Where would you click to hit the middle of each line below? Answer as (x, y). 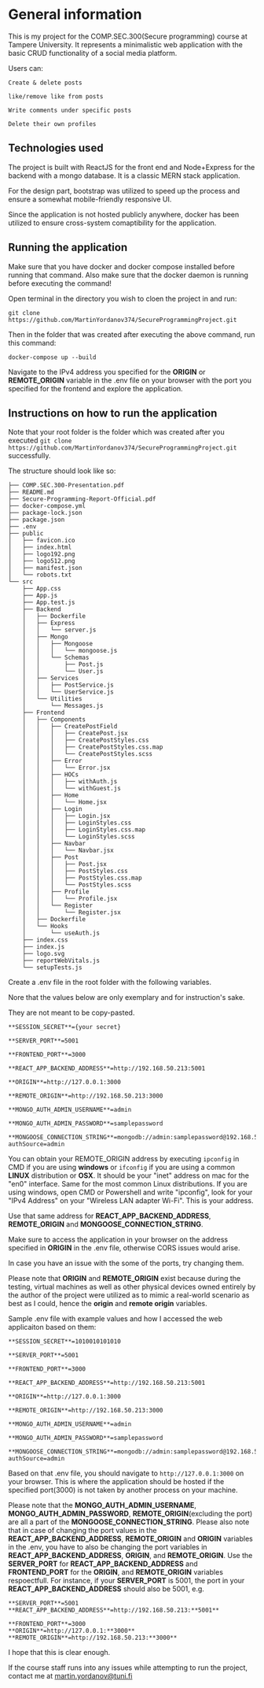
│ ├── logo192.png (42, 554)
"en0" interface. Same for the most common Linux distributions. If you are (128, 1184)
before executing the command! (60, 283)
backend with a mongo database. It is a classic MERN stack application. (125, 176)
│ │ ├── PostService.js (68, 685)
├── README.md (31, 492)
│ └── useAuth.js (61, 933)
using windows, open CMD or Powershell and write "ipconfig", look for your (130, 1192)
